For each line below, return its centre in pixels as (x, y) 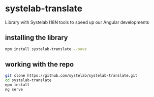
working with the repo (39, 65)
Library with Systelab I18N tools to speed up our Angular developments (77, 22)
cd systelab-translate (28, 80)
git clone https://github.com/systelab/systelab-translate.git (71, 76)
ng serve (14, 90)
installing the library (36, 38)
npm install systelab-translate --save (46, 49)
